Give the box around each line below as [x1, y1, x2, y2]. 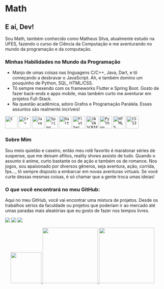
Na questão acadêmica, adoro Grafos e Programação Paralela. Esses [12, 101, 152, 107]
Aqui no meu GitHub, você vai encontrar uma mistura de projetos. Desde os [5, 197, 158, 203]
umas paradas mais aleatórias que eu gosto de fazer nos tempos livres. [5, 208, 150, 214]
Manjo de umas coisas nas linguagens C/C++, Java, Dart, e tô [12, 70, 137, 75]
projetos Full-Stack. [12, 96, 53, 102]
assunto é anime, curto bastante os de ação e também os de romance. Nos [5, 158, 157, 164]
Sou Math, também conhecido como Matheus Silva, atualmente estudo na [5, 36, 155, 41]
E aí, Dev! [5, 23, 34, 31]
